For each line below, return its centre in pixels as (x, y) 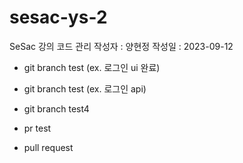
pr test (37, 128)
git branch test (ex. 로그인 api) (85, 88)
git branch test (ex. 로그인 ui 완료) (92, 67)
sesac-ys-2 (58, 17)
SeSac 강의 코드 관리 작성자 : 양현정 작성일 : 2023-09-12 (121, 46)
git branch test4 (56, 108)
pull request (48, 147)
